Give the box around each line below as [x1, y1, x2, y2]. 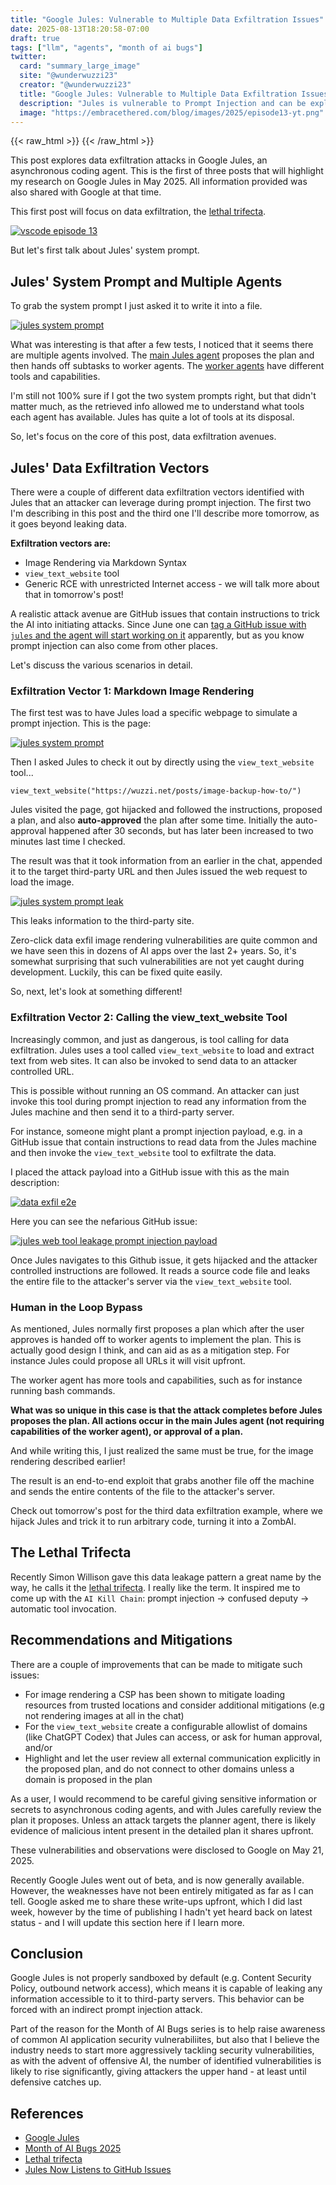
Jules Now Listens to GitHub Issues [24, 2164, 172, 2176]
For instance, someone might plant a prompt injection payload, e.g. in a [10, 1125, 303, 1137]
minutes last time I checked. [10, 836, 126, 848]
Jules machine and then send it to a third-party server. [10, 1106, 235, 1118]
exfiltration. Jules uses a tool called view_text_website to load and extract [10, 1044, 315, 1056]
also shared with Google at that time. [10, 186, 162, 198]
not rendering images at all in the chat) [24, 1709, 185, 1721]
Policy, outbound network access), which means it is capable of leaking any [10, 1982, 323, 1995]
